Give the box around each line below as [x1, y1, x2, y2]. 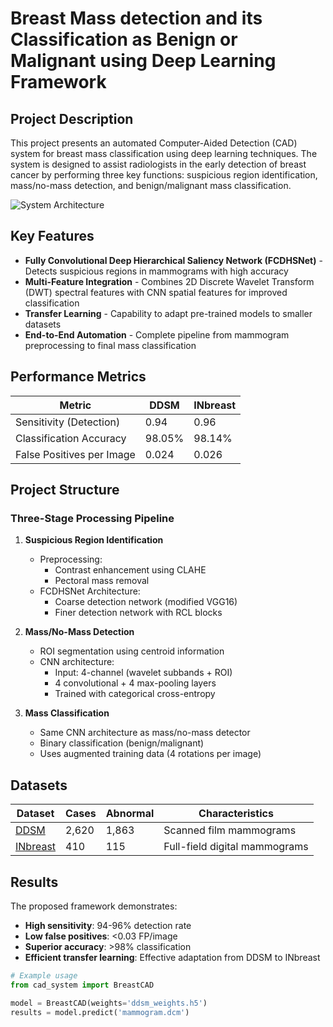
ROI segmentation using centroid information [39, 645, 225, 657]
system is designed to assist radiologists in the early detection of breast [10, 158, 307, 170]
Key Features [10, 228, 95, 245]
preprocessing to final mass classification [24, 339, 197, 351]
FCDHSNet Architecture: [39, 585, 141, 597]
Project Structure [10, 482, 120, 499]
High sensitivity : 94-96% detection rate [24, 919, 192, 931]
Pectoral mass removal [54, 575, 150, 587]
